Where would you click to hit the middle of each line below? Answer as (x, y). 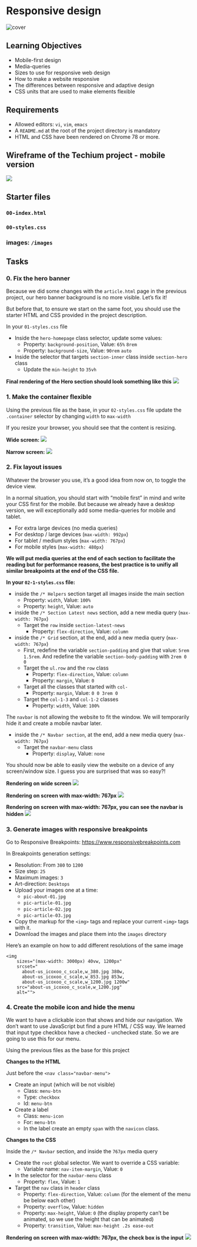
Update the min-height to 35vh (60, 370)
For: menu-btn (39, 1122)
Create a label (31, 1110)
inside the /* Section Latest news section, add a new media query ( (97, 612)
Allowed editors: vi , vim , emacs (51, 124)
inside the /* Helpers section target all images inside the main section (99, 593)
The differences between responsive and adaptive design (84, 85)
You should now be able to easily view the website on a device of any (90, 765)
